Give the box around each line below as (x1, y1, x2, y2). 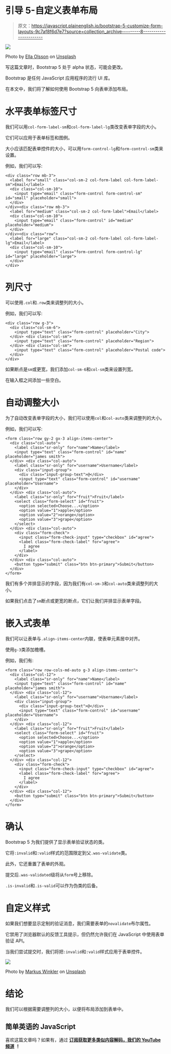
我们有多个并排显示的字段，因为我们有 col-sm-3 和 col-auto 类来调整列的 (5, 580, 154, 587)
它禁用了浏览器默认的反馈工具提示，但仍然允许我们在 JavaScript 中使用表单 (5, 931, 165, 937)
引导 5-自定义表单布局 (5, 5, 98, 16)
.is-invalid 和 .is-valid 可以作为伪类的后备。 (5, 882, 101, 888)
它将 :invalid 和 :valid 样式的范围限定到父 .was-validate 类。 (5, 850, 130, 856)
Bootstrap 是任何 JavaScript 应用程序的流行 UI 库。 (5, 75, 113, 81)
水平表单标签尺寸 (5, 106, 78, 118)
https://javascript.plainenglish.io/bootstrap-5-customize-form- (31, 23, 163, 29)
